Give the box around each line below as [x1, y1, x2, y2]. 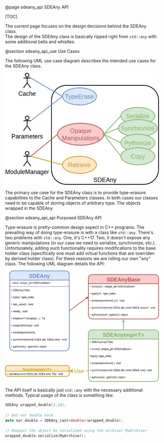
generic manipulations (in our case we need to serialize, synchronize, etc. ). [5, 240, 156, 246]
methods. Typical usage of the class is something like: [5, 392, 114, 398]
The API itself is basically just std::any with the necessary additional [5, 387, 143, 393]
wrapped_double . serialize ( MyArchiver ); [5, 434, 86, 439]
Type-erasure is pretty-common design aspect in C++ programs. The [5, 224, 145, 230]
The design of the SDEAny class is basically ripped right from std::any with [5, 34, 157, 39]
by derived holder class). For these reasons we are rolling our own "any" [5, 256, 151, 261]
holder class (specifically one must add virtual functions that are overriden [5, 250, 155, 257]
